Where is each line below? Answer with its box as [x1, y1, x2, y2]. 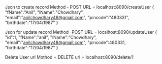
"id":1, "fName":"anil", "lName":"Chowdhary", [5, 34, 97, 40]
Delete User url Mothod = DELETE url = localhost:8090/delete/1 [5, 54, 134, 60]
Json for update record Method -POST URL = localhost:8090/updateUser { [5, 29, 158, 35]
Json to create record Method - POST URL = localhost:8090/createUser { [5, 4, 154, 10]
